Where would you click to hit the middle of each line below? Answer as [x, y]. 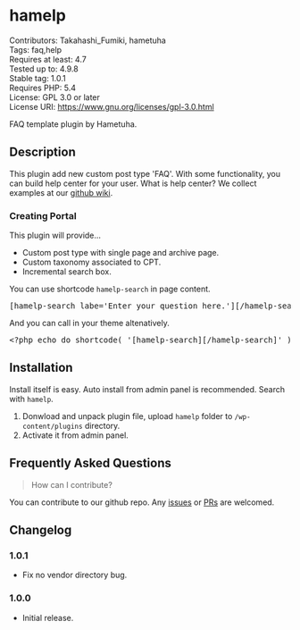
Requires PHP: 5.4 [42, 88]
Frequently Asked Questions [91, 463]
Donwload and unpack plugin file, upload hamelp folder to [127, 416]
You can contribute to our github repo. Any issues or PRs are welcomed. [142, 502]
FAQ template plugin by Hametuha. [73, 124]
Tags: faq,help [36, 49]
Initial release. [48, 617]
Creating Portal [43, 215]
